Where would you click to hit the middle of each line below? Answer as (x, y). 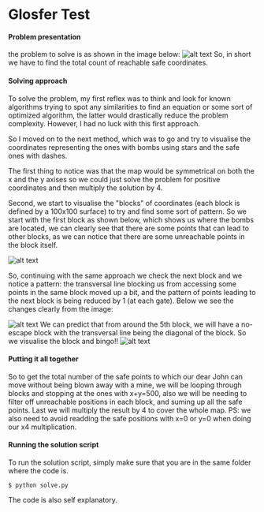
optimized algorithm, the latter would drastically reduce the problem (118, 115)
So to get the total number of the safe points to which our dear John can (125, 376)
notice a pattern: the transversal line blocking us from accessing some (122, 284)
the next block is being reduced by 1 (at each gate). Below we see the (121, 301)
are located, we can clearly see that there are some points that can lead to (129, 228)
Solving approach (38, 80)
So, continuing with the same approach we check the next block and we (125, 275)
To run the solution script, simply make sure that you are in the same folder (130, 462)
